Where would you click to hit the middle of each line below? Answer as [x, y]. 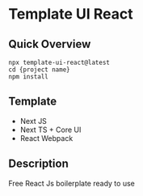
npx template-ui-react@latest [59, 62]
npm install [28, 77]
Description [38, 164]
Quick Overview [50, 44]
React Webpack [46, 138]
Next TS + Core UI [50, 130]
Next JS [33, 121]
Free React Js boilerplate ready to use [71, 183]
